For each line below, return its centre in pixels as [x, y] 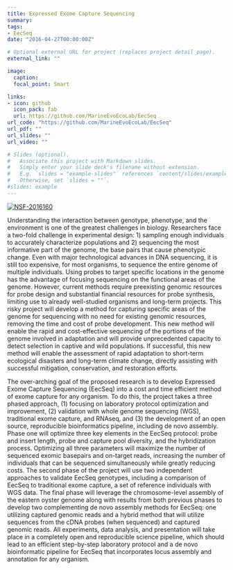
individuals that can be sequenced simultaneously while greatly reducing [111, 463]
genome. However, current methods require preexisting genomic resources [115, 287]
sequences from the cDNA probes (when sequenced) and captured [104, 522]
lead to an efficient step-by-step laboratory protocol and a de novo [103, 544]
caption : [26, 77]
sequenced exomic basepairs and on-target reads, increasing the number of [116, 455]
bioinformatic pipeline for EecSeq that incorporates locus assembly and [109, 551]
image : [17, 71]
